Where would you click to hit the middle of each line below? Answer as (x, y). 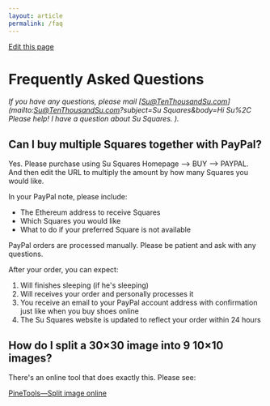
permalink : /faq (36, 24)
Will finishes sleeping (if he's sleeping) (84, 285)
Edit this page (31, 46)
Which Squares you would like (70, 221)
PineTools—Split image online (58, 393)
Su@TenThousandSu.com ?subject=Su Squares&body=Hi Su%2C (143, 110)
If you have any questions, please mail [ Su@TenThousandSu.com (118, 101)
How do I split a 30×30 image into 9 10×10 (116, 345)
